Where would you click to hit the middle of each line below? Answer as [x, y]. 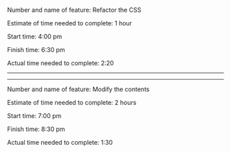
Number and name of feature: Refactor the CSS [74, 10]
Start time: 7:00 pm [34, 116]
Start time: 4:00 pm [35, 36]
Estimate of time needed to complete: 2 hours [72, 103]
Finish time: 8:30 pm [36, 129]
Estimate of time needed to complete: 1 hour [70, 23]
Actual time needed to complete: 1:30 [60, 142]
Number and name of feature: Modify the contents [78, 89]
